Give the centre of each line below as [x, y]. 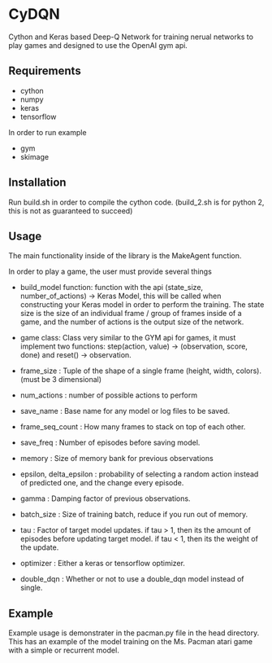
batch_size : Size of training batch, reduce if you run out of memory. [134, 515]
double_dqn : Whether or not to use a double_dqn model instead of [132, 579]
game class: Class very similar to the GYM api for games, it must [128, 338]
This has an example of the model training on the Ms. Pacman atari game [131, 642]
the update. [39, 547]
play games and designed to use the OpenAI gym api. [98, 45]
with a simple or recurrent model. [64, 650]
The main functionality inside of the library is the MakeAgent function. [125, 256]
